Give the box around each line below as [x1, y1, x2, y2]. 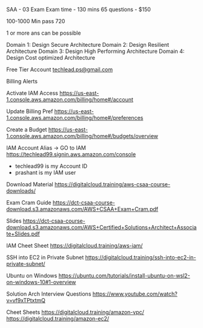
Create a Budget [6, 126, 47, 133]
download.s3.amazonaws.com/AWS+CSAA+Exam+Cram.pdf [6, 206, 159, 212]
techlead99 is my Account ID [15, 162, 88, 170]
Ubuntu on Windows [6, 272, 58, 279]
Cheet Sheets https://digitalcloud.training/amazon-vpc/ [6, 309, 144, 316]
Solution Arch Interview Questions [6, 290, 92, 298]
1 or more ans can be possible [6, 29, 81, 37]
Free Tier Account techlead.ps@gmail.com [6, 66, 113, 73]
